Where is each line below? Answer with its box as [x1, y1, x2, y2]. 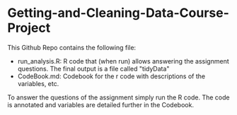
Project [7, 20, 51, 36]
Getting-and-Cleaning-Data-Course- [7, 5, 230, 21]
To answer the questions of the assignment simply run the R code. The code [7, 93, 230, 102]
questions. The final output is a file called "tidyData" [17, 64, 170, 73]
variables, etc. [17, 79, 59, 87]
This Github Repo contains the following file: [7, 43, 137, 52]
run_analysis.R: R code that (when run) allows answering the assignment [17, 56, 230, 65]
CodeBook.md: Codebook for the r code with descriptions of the [17, 72, 206, 80]
